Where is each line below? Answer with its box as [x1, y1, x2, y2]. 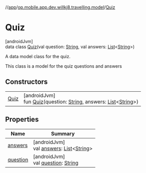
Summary [50, 130, 75, 137]
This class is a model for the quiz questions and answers [5, 63, 122, 69]
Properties [5, 115, 39, 124]
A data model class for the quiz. [5, 53, 71, 59]
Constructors [5, 78, 48, 86]
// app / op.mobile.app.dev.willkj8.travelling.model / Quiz [5, 5, 115, 10]
